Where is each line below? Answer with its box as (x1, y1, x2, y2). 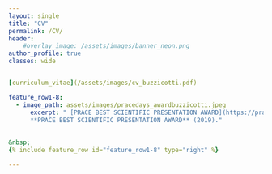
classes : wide (8, 57, 57, 66)
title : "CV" (8, 19, 49, 28)
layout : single (8, 11, 60, 20)
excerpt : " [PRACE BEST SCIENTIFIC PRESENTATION (29, 108, 198, 117)
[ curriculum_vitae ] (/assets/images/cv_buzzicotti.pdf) (8, 79, 198, 87)
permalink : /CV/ (8, 27, 63, 35)
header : (8, 34, 35, 43)
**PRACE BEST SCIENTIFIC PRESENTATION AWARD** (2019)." (29, 116, 223, 124)
